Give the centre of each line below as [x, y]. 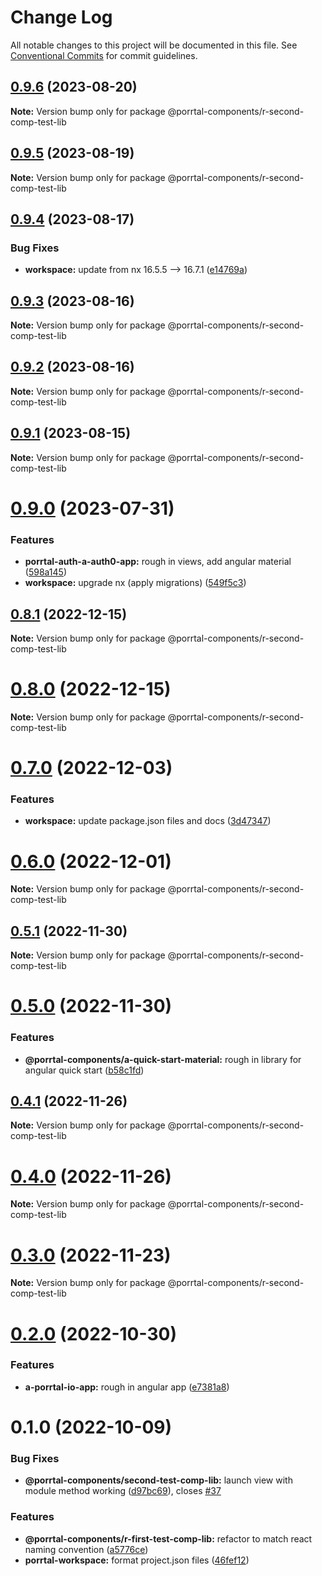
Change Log [61, 17]
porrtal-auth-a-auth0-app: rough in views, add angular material [158, 562]
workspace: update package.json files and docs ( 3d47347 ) [148, 821]
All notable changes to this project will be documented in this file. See [154, 45]
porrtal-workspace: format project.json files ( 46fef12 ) [137, 1560]
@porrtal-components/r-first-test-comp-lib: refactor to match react [168, 1538]
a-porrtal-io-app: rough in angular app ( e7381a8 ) [127, 1387]
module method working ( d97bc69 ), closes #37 [123, 1491]
